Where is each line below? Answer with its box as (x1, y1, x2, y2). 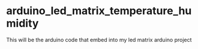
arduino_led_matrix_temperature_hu (6, 4, 192, 18)
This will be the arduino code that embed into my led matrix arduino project (6, 36, 192, 43)
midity (6, 17, 39, 30)
